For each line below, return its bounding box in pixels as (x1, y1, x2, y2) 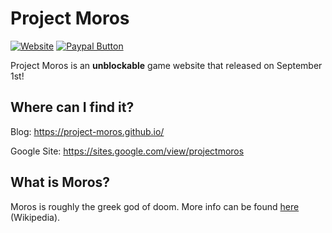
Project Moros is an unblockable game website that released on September (10, 59, 323, 71)
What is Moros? (10, 174, 111, 191)
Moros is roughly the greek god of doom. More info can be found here (10, 200, 300, 212)
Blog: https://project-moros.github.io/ (10, 125, 165, 137)
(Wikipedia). (10, 211, 61, 223)
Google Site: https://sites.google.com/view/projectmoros (10, 145, 245, 157)
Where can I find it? (10, 99, 135, 116)
